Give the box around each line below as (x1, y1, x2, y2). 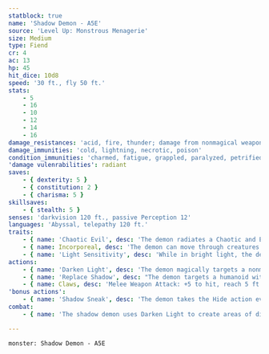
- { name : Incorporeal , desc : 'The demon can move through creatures (22, 243, 260, 251)
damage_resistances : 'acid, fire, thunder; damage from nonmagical (8, 138, 239, 147)
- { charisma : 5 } (22, 190, 84, 199)
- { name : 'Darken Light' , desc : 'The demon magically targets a (22, 266, 246, 274)
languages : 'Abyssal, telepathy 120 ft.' (8, 221, 149, 229)
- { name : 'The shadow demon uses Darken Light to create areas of (22, 310, 252, 318)
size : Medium (8, 34, 52, 43)
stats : (8, 86, 30, 95)
